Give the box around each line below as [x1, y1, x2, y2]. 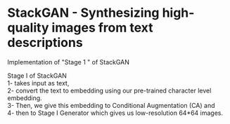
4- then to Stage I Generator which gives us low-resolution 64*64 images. [7, 109, 224, 117]
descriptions [7, 35, 83, 50]
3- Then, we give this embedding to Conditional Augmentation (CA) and [7, 101, 216, 109]
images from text [51, 20, 153, 36]
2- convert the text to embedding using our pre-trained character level [7, 86, 212, 95]
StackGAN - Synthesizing [7, 5, 160, 21]
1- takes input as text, [7, 78, 70, 87]
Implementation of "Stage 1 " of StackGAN [7, 57, 130, 66]
